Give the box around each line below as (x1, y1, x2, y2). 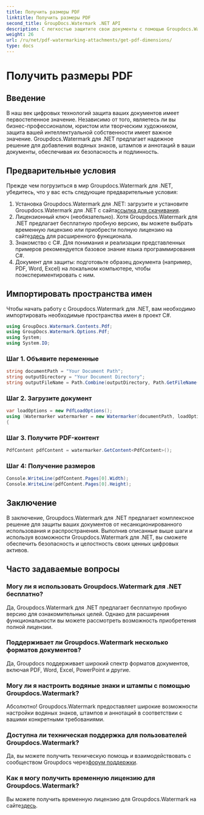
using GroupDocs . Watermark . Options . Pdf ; (6, 329, 110, 335)
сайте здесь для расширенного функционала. (15, 232, 133, 240)
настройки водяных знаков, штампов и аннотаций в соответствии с (6, 709, 183, 716)
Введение (6, 93, 46, 103)
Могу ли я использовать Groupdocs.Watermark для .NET (6, 582, 182, 591)
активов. (6, 546, 29, 553)
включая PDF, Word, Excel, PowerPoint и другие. (6, 666, 131, 673)
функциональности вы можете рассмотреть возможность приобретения (6, 617, 196, 624)
